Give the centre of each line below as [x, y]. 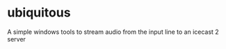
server [17, 39]
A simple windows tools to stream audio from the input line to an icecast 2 [113, 32]
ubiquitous [39, 13]
